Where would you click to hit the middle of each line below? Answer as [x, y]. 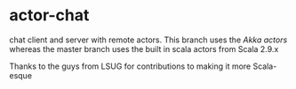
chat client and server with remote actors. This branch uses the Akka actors [148, 40]
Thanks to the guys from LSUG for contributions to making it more [130, 66]
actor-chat [49, 15]
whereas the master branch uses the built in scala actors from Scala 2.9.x [144, 48]
